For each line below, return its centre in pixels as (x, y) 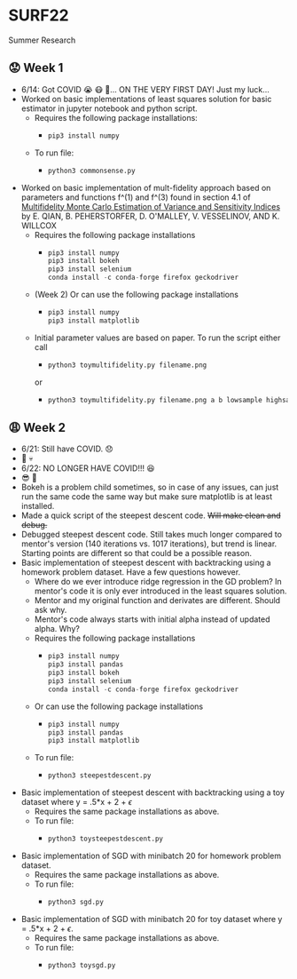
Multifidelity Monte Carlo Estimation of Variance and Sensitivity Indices (151, 206)
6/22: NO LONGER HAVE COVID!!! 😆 (88, 468)
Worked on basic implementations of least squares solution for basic (146, 99)
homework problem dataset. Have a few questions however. (131, 572)
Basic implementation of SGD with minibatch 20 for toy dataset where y (152, 919)
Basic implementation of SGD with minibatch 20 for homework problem (151, 856)
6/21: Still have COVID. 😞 (67, 449)
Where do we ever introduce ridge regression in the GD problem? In (158, 582)
